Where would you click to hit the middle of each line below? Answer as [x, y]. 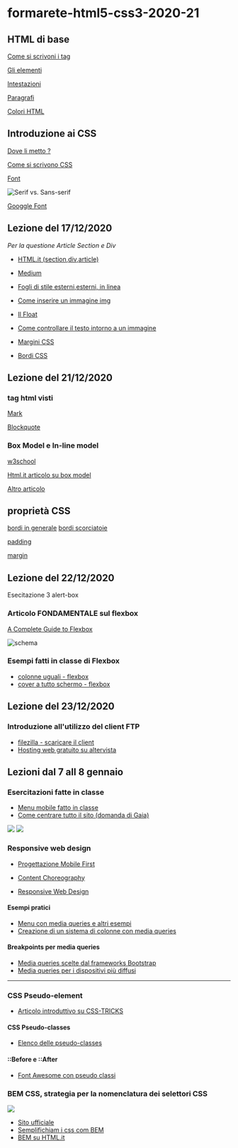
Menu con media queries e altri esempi [74, 923]
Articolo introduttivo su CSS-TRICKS [70, 1011]
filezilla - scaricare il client [56, 742]
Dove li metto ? [29, 151]
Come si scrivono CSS [40, 164]
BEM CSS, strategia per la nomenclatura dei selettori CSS [107, 1093]
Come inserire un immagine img [64, 300]
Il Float [27, 314]
